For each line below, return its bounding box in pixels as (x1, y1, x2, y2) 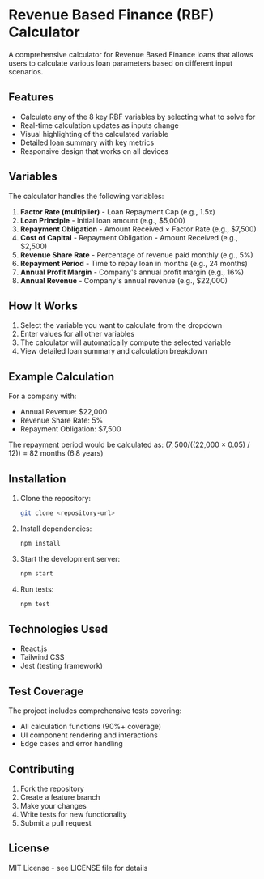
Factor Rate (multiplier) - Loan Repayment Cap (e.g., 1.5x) (19, 206, 216, 216)
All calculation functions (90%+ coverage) (19, 722, 162, 732)
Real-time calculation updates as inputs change (19, 120, 180, 130)
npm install (19, 539, 61, 547)
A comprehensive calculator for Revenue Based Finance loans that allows (8, 49, 253, 59)
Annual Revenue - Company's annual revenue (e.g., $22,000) (19, 275, 228, 285)
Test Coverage (8, 684, 84, 698)
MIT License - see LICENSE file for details (8, 863, 148, 873)
